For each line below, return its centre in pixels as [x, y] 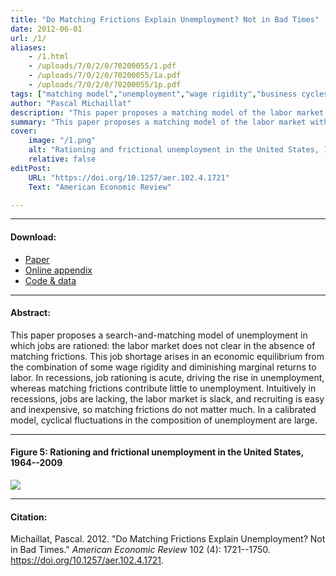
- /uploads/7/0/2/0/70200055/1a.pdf [105, 76]
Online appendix [58, 270]
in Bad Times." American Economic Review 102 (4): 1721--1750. [140, 550]
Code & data [50, 280]
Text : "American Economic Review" [100, 187]
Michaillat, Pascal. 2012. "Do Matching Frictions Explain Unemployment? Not [168, 539]
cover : [24, 131]
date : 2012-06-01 [46, 29]
